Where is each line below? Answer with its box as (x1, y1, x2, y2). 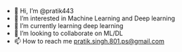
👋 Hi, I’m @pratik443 (13, 7, 74, 15)
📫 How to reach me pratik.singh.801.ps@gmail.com (13, 37, 165, 45)
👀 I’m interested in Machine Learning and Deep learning (13, 14, 176, 22)
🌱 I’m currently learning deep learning (13, 22, 124, 30)
